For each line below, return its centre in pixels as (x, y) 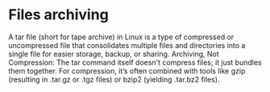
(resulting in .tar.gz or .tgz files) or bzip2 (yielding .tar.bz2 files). (114, 79)
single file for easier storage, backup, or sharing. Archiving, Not (114, 54)
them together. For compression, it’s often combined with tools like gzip (127, 70)
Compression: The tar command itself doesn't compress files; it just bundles (135, 62)
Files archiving (58, 15)
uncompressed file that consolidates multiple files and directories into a (127, 45)
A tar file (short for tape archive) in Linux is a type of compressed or (121, 37)
